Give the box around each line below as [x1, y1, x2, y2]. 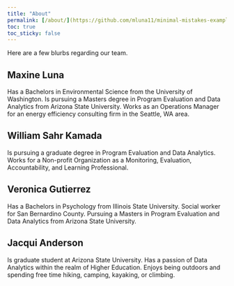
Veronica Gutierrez [7, 183, 91, 195]
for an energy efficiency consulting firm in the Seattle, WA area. [7, 110, 190, 119]
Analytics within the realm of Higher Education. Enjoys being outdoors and [7, 263, 221, 271]
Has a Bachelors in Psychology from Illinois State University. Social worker [7, 202, 221, 210]
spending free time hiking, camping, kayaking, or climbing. [7, 270, 175, 279]
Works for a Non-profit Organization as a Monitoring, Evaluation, [7, 156, 192, 164]
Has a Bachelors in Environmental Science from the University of [7, 88, 193, 96]
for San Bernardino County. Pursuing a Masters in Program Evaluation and [7, 209, 220, 218]
